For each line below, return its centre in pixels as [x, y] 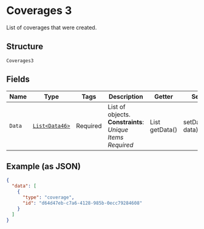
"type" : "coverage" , [48, 197]
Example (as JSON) [43, 166]
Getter [163, 96]
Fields [18, 79]
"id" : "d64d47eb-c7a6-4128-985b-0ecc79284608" [82, 203]
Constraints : [126, 122]
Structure [25, 47]
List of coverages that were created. [52, 27]
